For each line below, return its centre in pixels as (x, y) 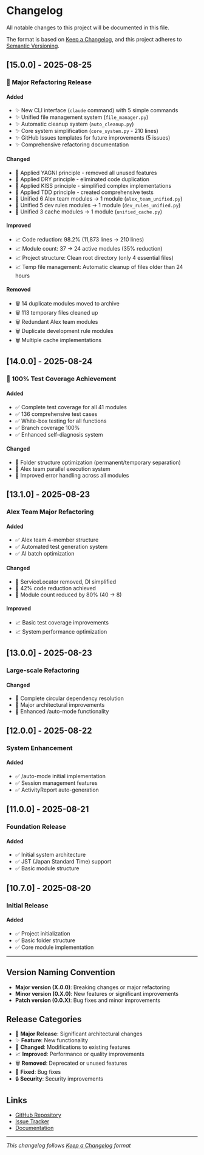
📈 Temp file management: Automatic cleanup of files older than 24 (99, 266)
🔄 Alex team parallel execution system (63, 469)
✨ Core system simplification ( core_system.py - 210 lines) (87, 131)
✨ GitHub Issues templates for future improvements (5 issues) (93, 138)
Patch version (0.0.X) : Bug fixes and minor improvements (88, 1000)
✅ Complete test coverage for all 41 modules (71, 407)
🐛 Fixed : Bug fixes (38, 1072)
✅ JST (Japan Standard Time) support (63, 862)
